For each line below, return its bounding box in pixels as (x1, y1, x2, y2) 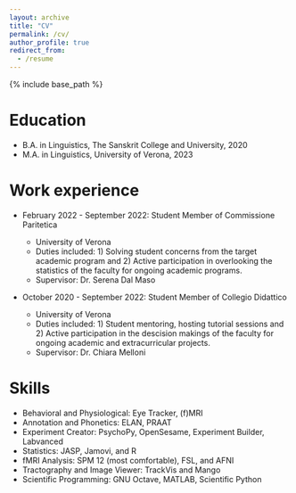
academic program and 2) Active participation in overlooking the (35, 255, 273, 266)
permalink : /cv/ (9, 29, 70, 38)
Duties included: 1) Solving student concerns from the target (35, 246, 258, 257)
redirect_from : (9, 46, 66, 55)
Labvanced (21, 436, 64, 447)
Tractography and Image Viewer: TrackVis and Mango (21, 464, 221, 475)
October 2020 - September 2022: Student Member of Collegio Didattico (21, 292, 287, 302)
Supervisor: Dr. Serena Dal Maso (35, 274, 156, 285)
